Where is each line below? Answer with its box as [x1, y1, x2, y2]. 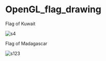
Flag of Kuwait [5, 21, 36, 27]
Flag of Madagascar [5, 40, 47, 47]
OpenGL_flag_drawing [5, 4, 101, 15]
